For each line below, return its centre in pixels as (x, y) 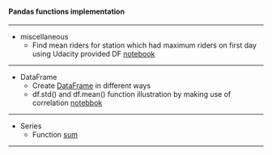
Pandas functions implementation (67, 11)
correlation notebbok (67, 103)
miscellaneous (44, 37)
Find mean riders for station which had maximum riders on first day (144, 45)
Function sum (55, 135)
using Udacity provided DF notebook (93, 54)
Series (31, 126)
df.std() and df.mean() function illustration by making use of (132, 94)
